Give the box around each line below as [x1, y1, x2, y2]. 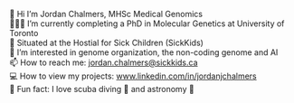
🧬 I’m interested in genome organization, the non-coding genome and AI [9, 47, 279, 58]
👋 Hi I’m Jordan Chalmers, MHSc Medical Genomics [9, 9, 204, 19]
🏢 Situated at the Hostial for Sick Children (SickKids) [9, 37, 204, 48]
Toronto [9, 28, 39, 38]
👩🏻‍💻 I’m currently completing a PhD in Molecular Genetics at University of [9, 18, 285, 29]
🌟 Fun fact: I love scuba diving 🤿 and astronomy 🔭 [9, 84, 194, 94]
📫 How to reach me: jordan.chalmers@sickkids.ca [9, 57, 198, 68]
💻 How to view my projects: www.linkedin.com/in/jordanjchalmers [9, 70, 257, 81]
